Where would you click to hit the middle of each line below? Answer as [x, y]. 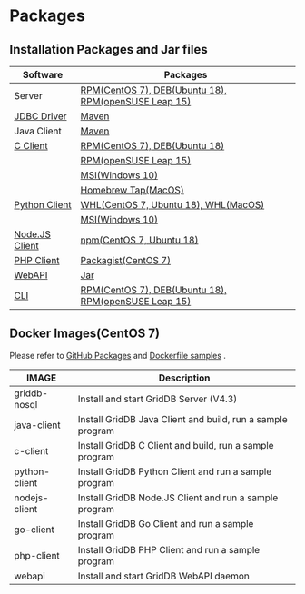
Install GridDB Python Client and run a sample [175, 471]
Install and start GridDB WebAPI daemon [163, 576]
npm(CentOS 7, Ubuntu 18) [139, 240]
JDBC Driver [40, 116]
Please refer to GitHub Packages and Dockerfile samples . [118, 355]
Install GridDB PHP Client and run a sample [169, 549]
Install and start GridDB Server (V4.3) [157, 399]
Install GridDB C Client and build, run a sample [176, 445]
